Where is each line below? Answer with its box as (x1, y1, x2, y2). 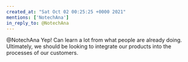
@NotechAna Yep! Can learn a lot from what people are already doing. (6, 37, 183, 44)
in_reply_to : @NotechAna (6, 20, 69, 26)
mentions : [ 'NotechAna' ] (6, 14, 69, 20)
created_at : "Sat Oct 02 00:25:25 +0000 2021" (6, 8, 126, 15)
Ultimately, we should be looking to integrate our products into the (6, 43, 172, 50)
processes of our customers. (6, 49, 79, 57)
